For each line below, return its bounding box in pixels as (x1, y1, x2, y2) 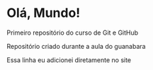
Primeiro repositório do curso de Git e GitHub (6, 28, 139, 37)
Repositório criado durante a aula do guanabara (6, 42, 146, 50)
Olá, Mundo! (6, 5, 81, 21)
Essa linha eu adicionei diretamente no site (6, 55, 132, 64)
